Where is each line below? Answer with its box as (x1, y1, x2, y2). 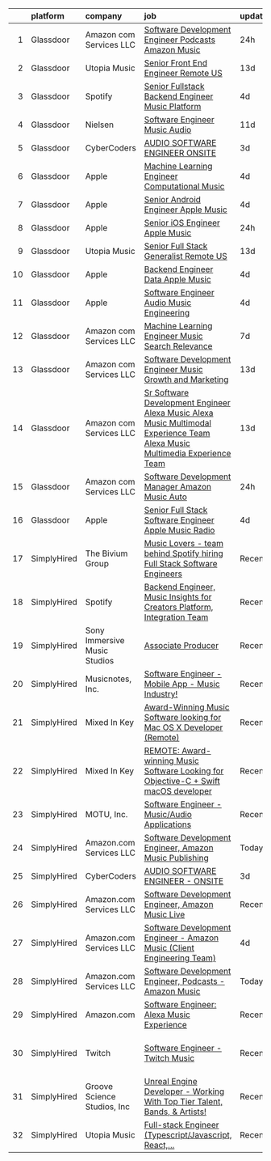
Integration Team (144, 612, 209, 622)
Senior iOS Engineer (144, 218, 220, 228)
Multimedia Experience (144, 448, 231, 459)
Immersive (85, 635, 125, 646)
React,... (144, 1140, 175, 1150)
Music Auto (144, 491, 187, 502)
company (85, 11, 123, 21)
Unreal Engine (144, 1076, 198, 1087)
